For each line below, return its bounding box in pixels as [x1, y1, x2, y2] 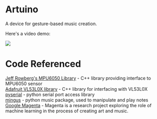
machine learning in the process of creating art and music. [5, 108, 129, 114]
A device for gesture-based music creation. [5, 21, 97, 27]
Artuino [5, 4, 38, 15]
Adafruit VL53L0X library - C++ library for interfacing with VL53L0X [5, 86, 148, 92]
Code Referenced [5, 58, 81, 70]
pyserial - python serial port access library [5, 91, 95, 97]
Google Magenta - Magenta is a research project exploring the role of [5, 102, 152, 108]
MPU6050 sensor [5, 81, 42, 87]
